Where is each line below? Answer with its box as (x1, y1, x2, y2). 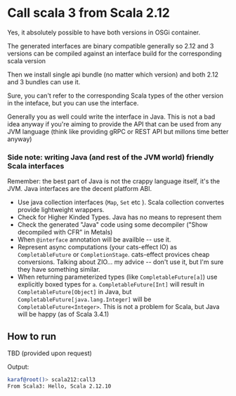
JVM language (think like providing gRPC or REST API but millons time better (7, 127, 229, 136)
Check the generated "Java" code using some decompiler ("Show (17, 220, 209, 229)
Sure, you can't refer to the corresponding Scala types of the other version (7, 91, 223, 100)
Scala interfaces (7, 161, 65, 171)
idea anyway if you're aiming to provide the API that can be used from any (7, 119, 222, 128)
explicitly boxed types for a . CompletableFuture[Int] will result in (17, 280, 205, 289)
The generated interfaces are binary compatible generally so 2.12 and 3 (7, 41, 214, 50)
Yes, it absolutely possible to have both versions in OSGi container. (7, 28, 201, 37)
